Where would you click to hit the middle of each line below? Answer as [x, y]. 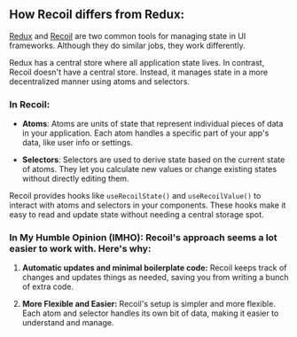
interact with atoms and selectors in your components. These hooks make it [148, 205]
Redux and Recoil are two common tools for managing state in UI [128, 35]
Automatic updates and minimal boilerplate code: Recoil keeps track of [154, 268]
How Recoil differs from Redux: [97, 15]
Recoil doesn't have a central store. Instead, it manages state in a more [139, 72]
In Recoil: [30, 104]
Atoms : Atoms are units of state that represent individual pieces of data [152, 124]
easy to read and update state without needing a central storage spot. [137, 215]
